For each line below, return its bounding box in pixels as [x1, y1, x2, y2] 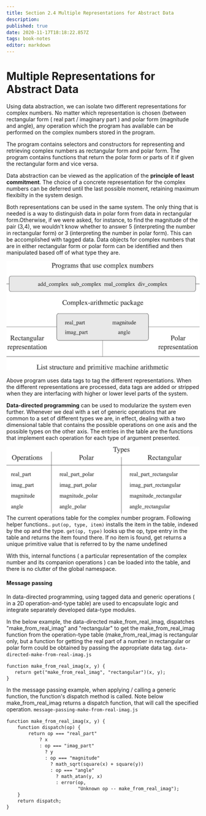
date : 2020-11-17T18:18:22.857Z [6, 29, 89, 36]
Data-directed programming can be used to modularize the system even [6, 402, 191, 409]
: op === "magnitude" [45, 755, 100, 761]
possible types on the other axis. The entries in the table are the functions [6, 428, 193, 435]
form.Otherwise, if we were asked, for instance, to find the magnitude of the [6, 216, 198, 224]
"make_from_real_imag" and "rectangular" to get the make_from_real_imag [6, 624, 195, 632]
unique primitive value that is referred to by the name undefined [6, 540, 167, 548]
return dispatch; [17, 798, 62, 804]
